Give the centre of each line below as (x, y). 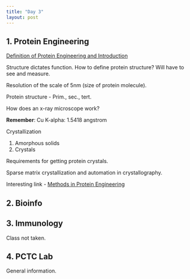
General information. (31, 271)
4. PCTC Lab (30, 257)
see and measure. (28, 74)
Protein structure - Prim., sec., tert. (49, 97)
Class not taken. (26, 238)
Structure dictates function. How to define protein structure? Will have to (95, 68)
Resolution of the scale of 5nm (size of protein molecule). (77, 85)
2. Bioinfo (24, 203)
